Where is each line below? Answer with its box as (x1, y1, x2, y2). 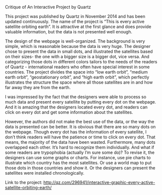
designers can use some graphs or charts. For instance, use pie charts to (5, 155, 151, 160)
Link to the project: (5, 180, 43, 185)
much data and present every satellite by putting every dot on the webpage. (5, 99, 156, 105)
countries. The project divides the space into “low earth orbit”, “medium (5, 69, 148, 75)
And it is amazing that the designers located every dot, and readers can (5, 104, 148, 110)
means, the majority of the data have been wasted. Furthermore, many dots (5, 139, 156, 145)
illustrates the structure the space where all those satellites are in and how (5, 79, 153, 85)
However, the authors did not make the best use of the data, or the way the (5, 119, 155, 124)
